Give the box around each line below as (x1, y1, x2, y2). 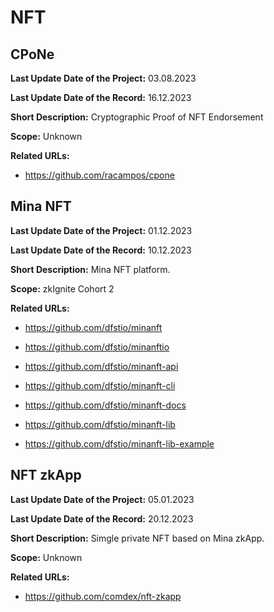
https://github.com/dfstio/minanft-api (24, 360, 179, 372)
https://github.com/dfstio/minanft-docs (24, 399, 187, 411)
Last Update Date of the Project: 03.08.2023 (10, 72, 197, 84)
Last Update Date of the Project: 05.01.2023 (10, 493, 195, 505)
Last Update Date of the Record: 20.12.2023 (10, 512, 194, 525)
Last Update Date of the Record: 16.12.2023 (10, 92, 192, 103)
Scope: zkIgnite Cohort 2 (10, 282, 115, 295)
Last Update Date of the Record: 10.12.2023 (10, 244, 192, 256)
